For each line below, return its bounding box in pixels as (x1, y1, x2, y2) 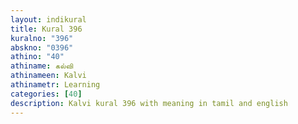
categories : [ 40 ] (10, 89, 83, 99)
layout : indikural (10, 14, 87, 25)
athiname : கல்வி (10, 61, 74, 71)
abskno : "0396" (10, 42, 74, 53)
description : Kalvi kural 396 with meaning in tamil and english (10, 98, 288, 108)
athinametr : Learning (10, 80, 101, 90)
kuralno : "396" (10, 33, 74, 43)
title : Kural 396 (10, 24, 83, 34)
